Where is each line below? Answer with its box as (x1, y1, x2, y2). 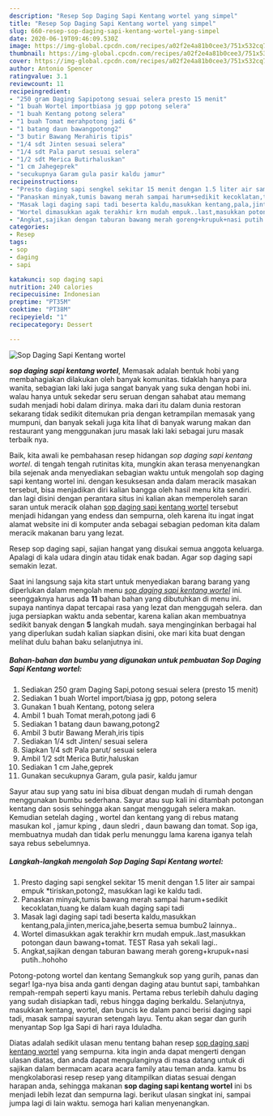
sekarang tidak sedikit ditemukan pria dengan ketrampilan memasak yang (9, 409, 255, 418)
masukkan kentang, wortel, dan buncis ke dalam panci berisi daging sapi (9, 1005, 252, 1015)
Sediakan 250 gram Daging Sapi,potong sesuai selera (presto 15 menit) (20, 685, 258, 694)
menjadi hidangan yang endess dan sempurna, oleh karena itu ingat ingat (9, 510, 254, 520)
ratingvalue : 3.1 (9, 72, 68, 80)
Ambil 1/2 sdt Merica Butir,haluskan (20, 753, 139, 763)
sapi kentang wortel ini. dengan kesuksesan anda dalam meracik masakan (9, 476, 258, 486)
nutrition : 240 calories (9, 283, 93, 291)
